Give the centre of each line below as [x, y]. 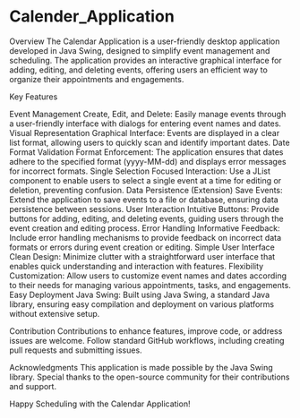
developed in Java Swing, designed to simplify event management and [140, 50]
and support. [33, 386]
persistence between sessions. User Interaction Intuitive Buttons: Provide [145, 209]
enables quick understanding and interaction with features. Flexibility [137, 266]
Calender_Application [92, 17]
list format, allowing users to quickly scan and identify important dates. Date [150, 142]
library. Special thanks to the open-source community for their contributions [150, 377]
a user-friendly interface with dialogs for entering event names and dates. [146, 124]
